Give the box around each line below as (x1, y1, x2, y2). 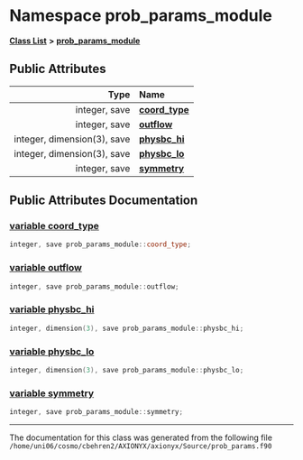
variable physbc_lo (9, 345, 95, 357)
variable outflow (9, 262, 83, 274)
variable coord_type (9, 220, 99, 233)
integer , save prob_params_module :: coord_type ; (9, 240, 192, 249)
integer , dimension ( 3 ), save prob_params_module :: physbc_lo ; (9, 365, 244, 374)
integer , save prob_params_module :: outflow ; (9, 281, 179, 291)
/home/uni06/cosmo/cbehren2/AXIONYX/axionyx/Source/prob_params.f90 (9, 442, 272, 451)
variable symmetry (9, 387, 95, 400)
